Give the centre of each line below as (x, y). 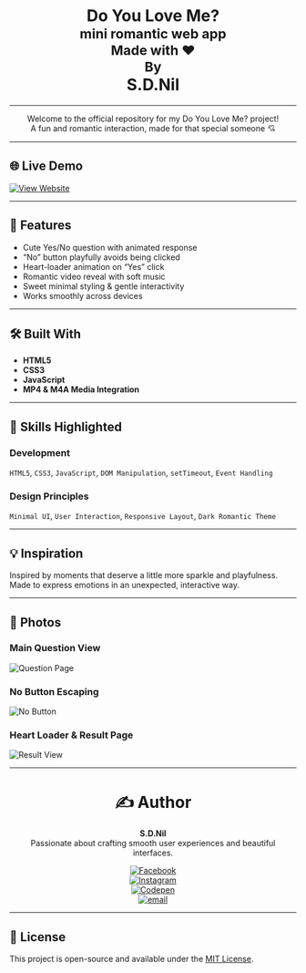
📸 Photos (36, 622)
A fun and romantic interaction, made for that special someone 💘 (153, 128)
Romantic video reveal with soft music (94, 276)
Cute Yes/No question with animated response (110, 247)
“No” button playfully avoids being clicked (101, 257)
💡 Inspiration (46, 553)
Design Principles (49, 496)
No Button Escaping (54, 691)
